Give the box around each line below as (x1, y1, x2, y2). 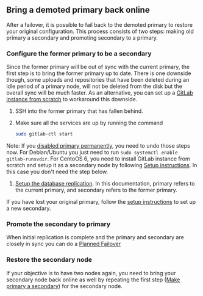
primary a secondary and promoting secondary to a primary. (6, 34, 158, 42)
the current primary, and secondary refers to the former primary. (15, 186, 178, 193)
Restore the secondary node (6, 256, 93, 264)
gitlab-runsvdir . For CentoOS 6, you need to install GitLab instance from (6, 155, 190, 162)
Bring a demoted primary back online (6, 5, 151, 15)
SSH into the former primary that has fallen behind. (15, 107, 143, 115)
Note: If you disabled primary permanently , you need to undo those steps (6, 142, 190, 149)
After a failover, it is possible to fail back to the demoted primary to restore (6, 21, 193, 28)
